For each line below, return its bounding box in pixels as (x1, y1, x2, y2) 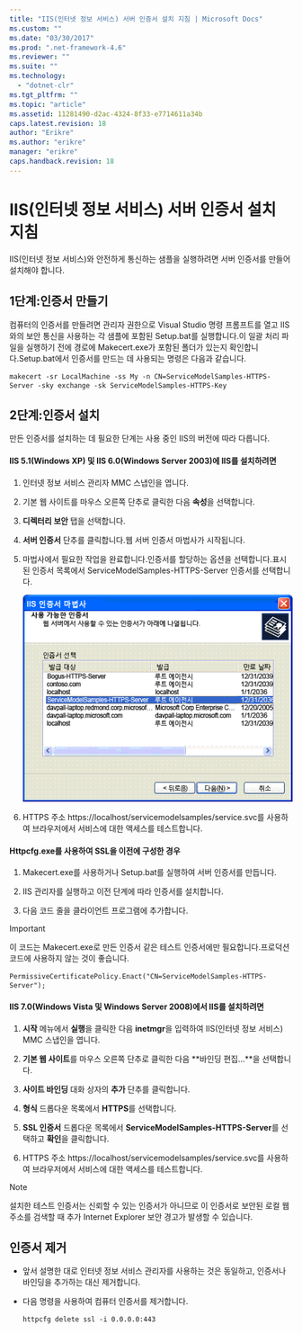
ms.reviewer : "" (9, 52, 70, 62)
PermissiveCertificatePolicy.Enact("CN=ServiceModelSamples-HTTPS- (9, 972, 268, 981)
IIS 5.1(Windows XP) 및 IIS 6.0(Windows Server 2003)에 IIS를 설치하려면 (9, 455, 277, 466)
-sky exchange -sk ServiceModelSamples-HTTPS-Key (37, 380, 227, 390)
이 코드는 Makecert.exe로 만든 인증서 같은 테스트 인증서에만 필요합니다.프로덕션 (9, 942, 290, 953)
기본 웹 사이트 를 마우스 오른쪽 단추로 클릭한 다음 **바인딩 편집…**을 (22, 1053, 261, 1064)
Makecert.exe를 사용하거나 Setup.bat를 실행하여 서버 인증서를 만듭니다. (22, 867, 277, 878)
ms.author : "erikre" (9, 138, 87, 148)
